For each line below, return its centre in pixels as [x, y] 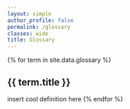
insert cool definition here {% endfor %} [65, 98]
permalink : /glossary [39, 27]
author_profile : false [40, 20]
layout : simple [30, 14]
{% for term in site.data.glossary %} [59, 60]
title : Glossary [31, 40]
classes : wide [28, 33]
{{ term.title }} [39, 82]
